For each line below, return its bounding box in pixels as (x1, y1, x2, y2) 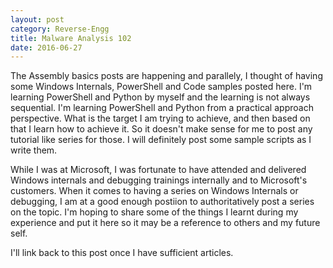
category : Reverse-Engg (10, 24, 110, 34)
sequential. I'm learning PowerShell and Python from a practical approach (10, 102, 314, 114)
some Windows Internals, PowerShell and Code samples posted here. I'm (10, 81, 313, 93)
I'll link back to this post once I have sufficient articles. (10, 247, 234, 259)
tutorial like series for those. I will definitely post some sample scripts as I (10, 134, 312, 146)
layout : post (10, 14, 65, 25)
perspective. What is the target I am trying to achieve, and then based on (10, 112, 311, 125)
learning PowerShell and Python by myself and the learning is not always (10, 91, 311, 103)
